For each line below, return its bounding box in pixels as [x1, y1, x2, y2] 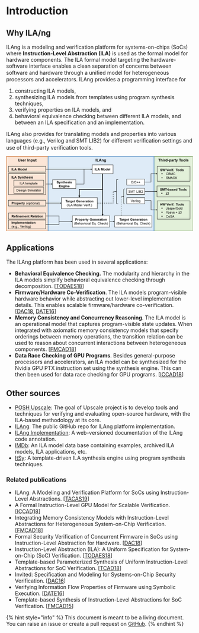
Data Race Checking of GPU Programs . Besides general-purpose [14, 352, 176, 359]
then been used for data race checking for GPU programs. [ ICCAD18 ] [14, 371, 184, 378]
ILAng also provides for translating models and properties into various [6, 131, 176, 137]
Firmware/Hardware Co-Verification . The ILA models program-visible [14, 289, 187, 296]
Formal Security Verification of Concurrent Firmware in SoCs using [14, 533, 178, 540]
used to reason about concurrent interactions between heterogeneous [14, 340, 187, 347]
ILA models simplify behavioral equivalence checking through [14, 276, 166, 283]
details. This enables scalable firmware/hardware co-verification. [14, 302, 174, 309]
